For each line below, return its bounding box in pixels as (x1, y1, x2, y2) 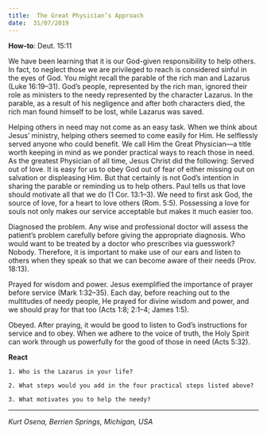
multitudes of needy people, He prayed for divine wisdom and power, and (8, 296, 250, 305)
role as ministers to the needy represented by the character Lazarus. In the (8, 90, 253, 99)
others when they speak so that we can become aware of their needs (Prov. (8, 255, 257, 265)
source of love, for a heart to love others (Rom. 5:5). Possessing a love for (8, 198, 250, 207)
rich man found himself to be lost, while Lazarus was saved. (8, 106, 204, 116)
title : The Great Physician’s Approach (8, 11, 145, 20)
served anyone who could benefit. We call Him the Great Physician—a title (8, 139, 252, 148)
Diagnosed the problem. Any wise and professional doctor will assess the (8, 221, 249, 231)
